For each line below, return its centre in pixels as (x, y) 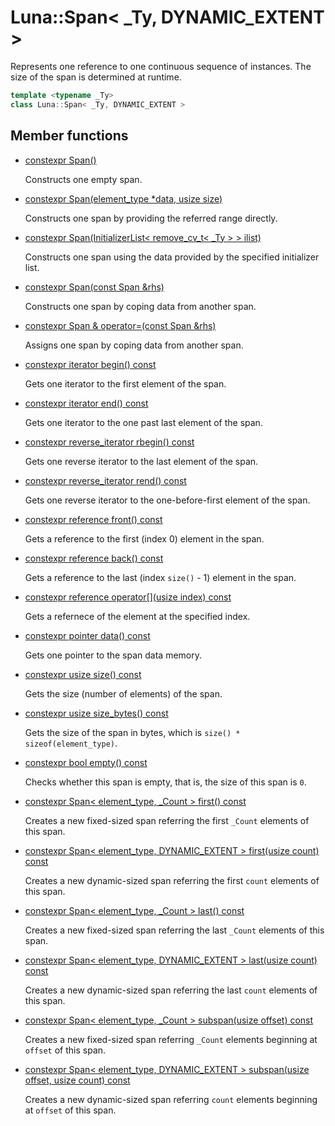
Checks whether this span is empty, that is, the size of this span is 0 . (165, 782)
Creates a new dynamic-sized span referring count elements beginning (171, 1099)
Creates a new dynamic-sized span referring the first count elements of (172, 880)
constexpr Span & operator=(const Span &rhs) (120, 325)
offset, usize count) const (77, 1080)
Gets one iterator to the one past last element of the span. (143, 422)
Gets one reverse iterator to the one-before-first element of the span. (167, 500)
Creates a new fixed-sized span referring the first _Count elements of (167, 820)
